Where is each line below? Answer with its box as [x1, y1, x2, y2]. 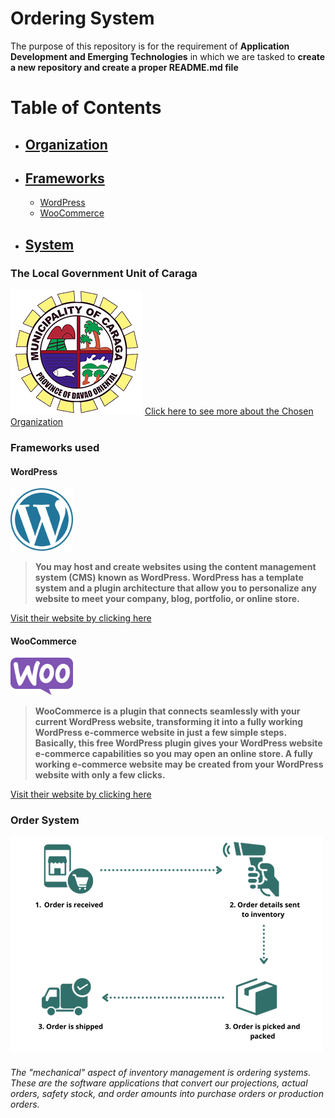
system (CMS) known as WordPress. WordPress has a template [34, 572, 304, 584]
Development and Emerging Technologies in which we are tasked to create [10, 50, 326, 62]
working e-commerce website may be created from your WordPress [34, 758, 324, 771]
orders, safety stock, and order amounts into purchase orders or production [10, 1088, 324, 1099]
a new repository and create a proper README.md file [10, 61, 239, 73]
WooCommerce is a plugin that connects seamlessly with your [34, 705, 301, 717]
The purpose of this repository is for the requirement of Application [10, 40, 290, 52]
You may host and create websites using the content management [34, 561, 317, 573]
